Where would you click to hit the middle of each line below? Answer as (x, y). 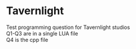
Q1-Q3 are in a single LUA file (42, 33)
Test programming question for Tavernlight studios (68, 27)
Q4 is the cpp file (27, 40)
